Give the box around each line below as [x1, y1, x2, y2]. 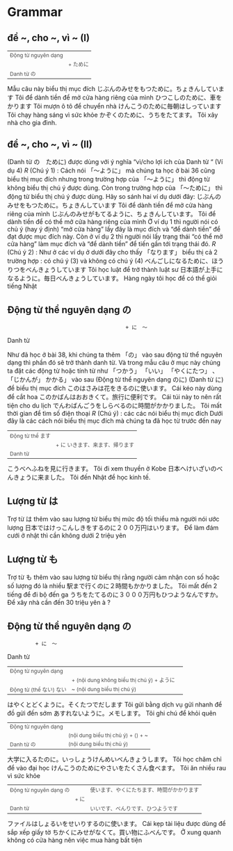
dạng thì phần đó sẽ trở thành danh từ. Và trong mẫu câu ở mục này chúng [7, 359, 221, 367]
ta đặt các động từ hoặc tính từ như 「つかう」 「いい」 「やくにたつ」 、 [7, 366, 219, 375]
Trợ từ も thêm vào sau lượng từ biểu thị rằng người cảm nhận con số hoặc [7, 573, 220, 581]
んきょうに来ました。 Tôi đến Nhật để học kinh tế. [7, 473, 151, 481]
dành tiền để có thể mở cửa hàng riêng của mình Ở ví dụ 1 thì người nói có [7, 218, 218, 226]
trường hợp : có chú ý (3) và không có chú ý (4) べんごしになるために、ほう [7, 257, 224, 265]
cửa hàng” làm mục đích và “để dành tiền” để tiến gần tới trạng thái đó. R [7, 240, 216, 248]
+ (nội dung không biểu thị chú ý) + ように [72, 676, 175, 684]
